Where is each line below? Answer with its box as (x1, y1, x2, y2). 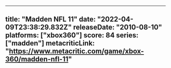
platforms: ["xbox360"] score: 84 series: (5, 31, 139, 40)
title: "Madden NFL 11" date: (5, 15, 96, 24)
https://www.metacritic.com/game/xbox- (9, 47, 144, 56)
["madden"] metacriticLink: (5, 39, 95, 48)
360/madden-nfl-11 (5, 55, 69, 64)
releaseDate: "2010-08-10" (73, 23, 162, 32)
